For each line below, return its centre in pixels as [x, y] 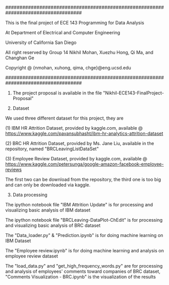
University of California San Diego [41, 42]
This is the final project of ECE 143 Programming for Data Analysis [75, 23]
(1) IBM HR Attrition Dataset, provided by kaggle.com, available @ [74, 128]
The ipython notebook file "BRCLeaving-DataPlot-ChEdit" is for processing [84, 220]
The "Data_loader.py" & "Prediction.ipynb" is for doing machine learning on [84, 235]
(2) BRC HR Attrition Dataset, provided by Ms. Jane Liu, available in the [80, 143]
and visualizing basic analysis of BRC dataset [53, 225]
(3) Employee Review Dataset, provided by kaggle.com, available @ [76, 159]
